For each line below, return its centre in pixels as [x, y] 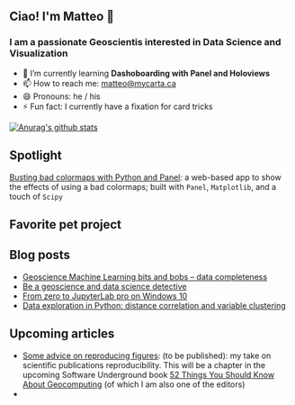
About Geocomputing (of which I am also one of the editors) [134, 384]
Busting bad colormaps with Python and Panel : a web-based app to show [145, 177]
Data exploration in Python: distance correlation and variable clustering [154, 305]
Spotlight [36, 155]
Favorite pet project [66, 225]
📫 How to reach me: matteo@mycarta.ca [99, 83]
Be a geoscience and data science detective [104, 286]
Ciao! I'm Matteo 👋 [62, 17]
